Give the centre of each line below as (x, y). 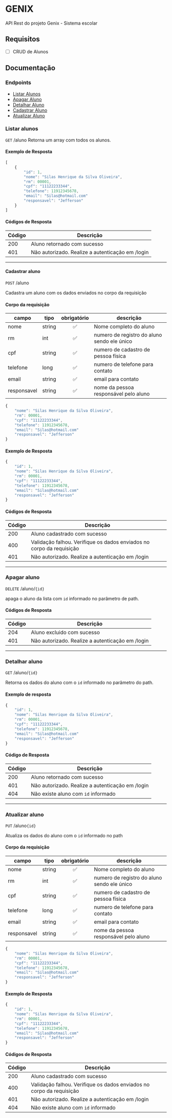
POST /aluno (17, 283)
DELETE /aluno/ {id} (25, 588)
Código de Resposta (27, 755)
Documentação (30, 68)
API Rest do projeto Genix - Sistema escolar (51, 23)
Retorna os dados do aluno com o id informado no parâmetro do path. (79, 682)
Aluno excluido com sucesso (66, 632)
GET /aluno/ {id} (21, 673)
